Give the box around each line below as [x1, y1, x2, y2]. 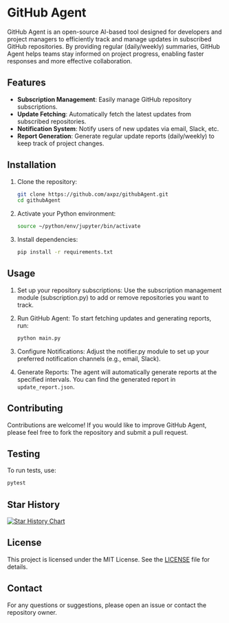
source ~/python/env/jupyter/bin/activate [17, 223, 141, 230]
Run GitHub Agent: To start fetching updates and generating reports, [17, 314, 212, 322]
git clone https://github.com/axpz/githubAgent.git [17, 191, 168, 198]
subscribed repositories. [17, 117, 87, 125]
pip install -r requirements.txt [17, 249, 113, 256]
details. [7, 562, 28, 571]
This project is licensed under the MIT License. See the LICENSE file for [7, 555, 210, 563]
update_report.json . [17, 382, 75, 391]
